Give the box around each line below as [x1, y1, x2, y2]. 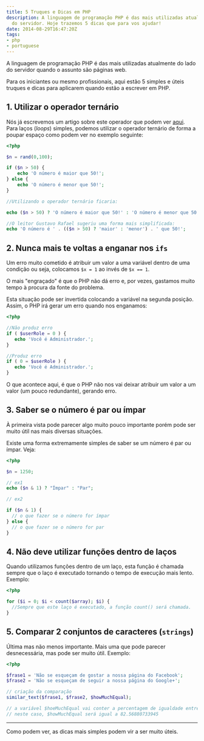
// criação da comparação [6, 689, 72, 695]
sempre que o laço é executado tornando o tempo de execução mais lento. [6, 569, 194, 577]
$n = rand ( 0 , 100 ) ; [6, 153, 53, 160]
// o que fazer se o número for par [12, 524, 104, 530]
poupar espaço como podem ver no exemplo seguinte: [6, 131, 144, 138]
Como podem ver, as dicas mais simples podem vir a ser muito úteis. [6, 728, 178, 735]
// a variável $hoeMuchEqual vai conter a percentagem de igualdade [6, 706, 183, 712]
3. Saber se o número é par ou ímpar [6, 405, 146, 415]
